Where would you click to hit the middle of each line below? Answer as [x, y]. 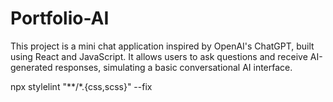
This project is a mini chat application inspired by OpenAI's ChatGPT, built [162, 46]
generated [31, 67]
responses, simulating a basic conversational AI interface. [173, 67]
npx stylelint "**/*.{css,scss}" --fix [81, 86]
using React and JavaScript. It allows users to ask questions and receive [159, 56]
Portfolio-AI [60, 18]
